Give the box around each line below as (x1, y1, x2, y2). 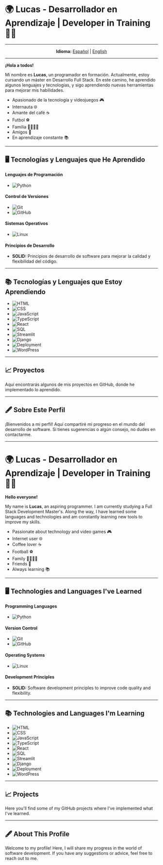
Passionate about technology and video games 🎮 (12, 529, 112, 534)
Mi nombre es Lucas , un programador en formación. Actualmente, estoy (5, 71, 149, 78)
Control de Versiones (5, 194, 49, 200)
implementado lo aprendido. (5, 386, 62, 392)
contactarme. (5, 432, 32, 437)
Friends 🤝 (12, 561, 32, 566)
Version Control (5, 625, 38, 631)
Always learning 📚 (12, 566, 50, 572)
